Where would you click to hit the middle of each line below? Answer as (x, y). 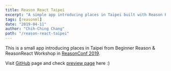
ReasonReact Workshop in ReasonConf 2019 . (53, 53)
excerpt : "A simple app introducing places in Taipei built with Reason (84, 15)
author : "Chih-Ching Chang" (35, 29)
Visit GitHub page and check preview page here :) (58, 63)
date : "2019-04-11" (26, 24)
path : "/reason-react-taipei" (37, 33)
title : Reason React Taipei (35, 10)
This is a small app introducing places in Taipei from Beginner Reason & (80, 48)
